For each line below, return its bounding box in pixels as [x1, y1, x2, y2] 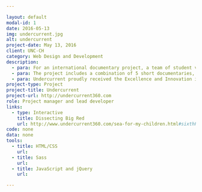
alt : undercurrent [6, 37, 52, 43]
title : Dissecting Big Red [17, 115, 85, 121]
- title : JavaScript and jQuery [11, 165, 93, 172]
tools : [6, 138, 23, 144]
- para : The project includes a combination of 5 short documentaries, [11, 70, 195, 76]
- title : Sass [11, 155, 47, 161]
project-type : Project [6, 82, 63, 88]
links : [6, 104, 23, 110]
